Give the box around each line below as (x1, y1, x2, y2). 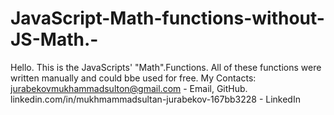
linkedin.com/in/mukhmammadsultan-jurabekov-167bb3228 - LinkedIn (10, 93, 301, 105)
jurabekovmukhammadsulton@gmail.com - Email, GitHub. (10, 82, 248, 94)
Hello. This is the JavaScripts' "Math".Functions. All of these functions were (10, 61, 322, 73)
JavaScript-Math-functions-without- (10, 7, 325, 30)
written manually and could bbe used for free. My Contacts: (10, 72, 257, 84)
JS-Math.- (10, 28, 99, 51)
